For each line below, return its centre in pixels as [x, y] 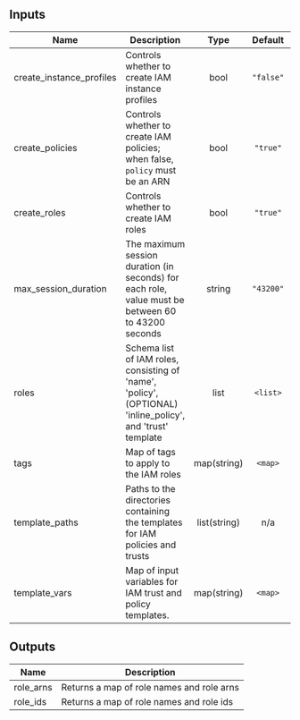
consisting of [153, 370]
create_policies [46, 148]
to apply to [148, 462]
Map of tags [150, 452]
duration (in [150, 266]
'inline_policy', [155, 415]
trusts [137, 555]
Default [268, 39]
